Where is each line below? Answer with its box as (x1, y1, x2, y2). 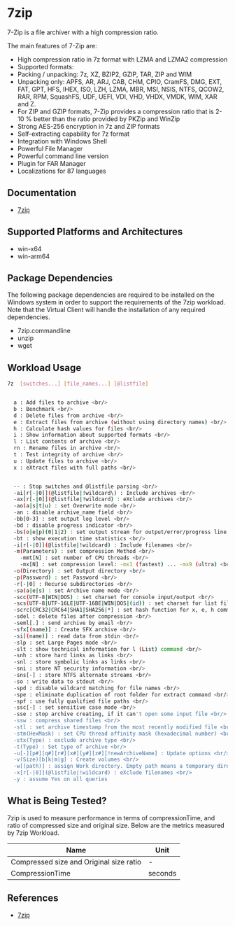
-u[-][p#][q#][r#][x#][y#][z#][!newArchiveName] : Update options (13, 750, 211, 757)
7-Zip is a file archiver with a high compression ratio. (7, 28, 159, 36)
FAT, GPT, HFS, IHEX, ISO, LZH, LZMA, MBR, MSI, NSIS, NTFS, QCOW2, (17, 85, 225, 93)
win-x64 (17, 244, 42, 253)
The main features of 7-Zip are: (7, 41, 98, 50)
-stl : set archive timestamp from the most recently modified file (13, 724, 218, 731)
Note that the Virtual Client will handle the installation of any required (7, 306, 206, 314)
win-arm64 (17, 252, 50, 260)
